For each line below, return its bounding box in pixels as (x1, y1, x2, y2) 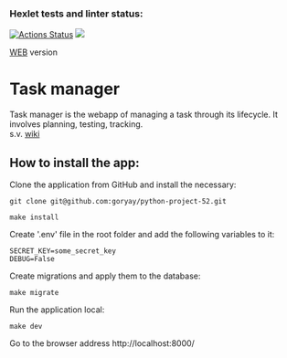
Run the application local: (9, 304, 105, 315)
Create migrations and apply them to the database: (9, 270, 201, 281)
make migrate (9, 289, 59, 298)
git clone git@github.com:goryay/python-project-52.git (9, 197, 227, 206)
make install (9, 213, 59, 222)
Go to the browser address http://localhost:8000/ (9, 338, 195, 349)
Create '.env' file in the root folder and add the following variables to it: (9, 229, 275, 240)
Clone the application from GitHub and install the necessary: (9, 179, 237, 190)
